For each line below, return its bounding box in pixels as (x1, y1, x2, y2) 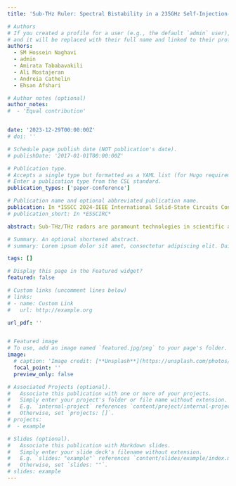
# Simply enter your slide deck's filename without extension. (7, 448, 202, 456)
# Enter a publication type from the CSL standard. (7, 178, 162, 185)
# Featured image (7, 338, 58, 345)
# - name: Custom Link (7, 300, 74, 307)
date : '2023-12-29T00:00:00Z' (7, 127, 96, 134)
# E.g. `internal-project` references (7, 403, 128, 410)
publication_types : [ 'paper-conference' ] (7, 184, 131, 192)
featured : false (7, 274, 55, 281)
